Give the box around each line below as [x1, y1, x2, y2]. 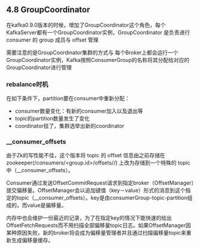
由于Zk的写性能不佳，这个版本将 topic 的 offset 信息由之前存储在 [6, 152, 166, 159]
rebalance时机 [6, 80, 49, 88]
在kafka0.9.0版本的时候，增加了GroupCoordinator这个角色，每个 [6, 21, 166, 29]
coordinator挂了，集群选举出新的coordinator [14, 122, 124, 130]
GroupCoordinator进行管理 [6, 64, 72, 71]
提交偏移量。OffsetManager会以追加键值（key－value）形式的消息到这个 [6, 187, 186, 194]
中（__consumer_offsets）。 [6, 167, 74, 174]
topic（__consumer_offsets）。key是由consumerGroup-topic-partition [16, 194, 188, 201]
